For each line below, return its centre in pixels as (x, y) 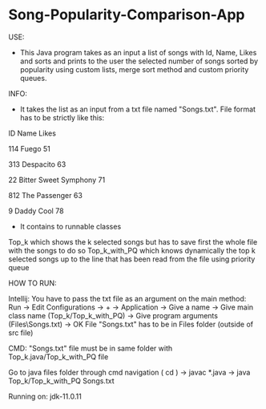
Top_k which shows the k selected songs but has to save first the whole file (133, 241)
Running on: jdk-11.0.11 (45, 396)
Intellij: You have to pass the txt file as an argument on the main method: (127, 298)
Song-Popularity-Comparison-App (127, 15)
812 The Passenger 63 (45, 195)
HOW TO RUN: (33, 283)
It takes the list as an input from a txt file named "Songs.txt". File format (138, 109)
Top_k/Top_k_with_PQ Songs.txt (61, 381)
